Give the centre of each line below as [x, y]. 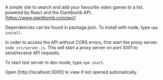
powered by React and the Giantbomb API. [49, 12]
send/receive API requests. [33, 53]
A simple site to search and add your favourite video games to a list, [74, 7]
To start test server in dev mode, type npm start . [55, 62]
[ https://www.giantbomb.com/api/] [41, 18]
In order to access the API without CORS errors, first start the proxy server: [82, 42]
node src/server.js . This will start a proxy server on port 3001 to [71, 47]
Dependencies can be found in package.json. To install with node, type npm [81, 27]
